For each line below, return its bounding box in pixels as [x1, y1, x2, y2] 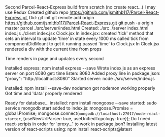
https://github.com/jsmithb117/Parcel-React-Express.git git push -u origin [5, 20, 154, 26]
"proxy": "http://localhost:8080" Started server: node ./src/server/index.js [5, 76, 155, 81]
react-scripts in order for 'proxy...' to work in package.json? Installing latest [5, 121, 157, 127]
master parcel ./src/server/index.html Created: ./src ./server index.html [5, 25, 149, 31]
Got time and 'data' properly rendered [5, 91, 82, 96]
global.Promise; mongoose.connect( [5, 110, 79, 116]
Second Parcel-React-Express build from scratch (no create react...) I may [5, 4, 156, 10]
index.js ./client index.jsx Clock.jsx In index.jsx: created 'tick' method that [5, 31, 154, 36]
